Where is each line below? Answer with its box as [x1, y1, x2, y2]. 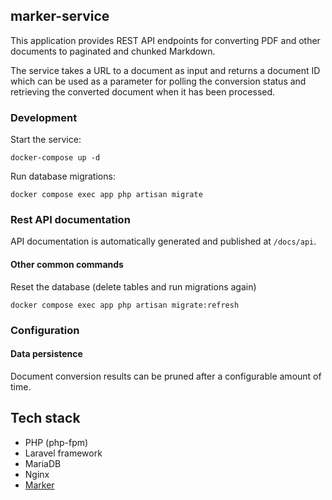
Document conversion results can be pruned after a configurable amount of [10, 370, 322, 382]
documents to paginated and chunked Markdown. [10, 45, 216, 57]
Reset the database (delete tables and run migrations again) [10, 280, 257, 293]
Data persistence [10, 348, 83, 360]
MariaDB [24, 457, 62, 469]
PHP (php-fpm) [24, 436, 89, 448]
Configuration [10, 323, 80, 337]
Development [10, 110, 78, 124]
